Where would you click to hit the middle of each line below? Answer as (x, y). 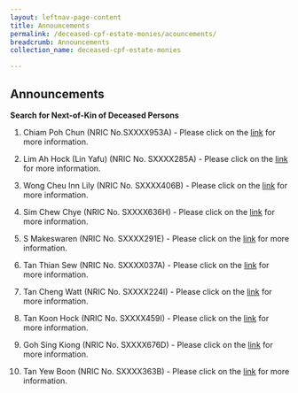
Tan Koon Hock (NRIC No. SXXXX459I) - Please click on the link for (146, 318)
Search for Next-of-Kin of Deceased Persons (95, 115)
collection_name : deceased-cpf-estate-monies (95, 50)
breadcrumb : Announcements (60, 42)
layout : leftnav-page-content (66, 17)
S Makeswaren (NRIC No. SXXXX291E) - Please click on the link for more (156, 238)
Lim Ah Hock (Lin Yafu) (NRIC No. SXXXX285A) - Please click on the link (155, 158)
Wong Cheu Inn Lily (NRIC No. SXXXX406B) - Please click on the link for (155, 185)
